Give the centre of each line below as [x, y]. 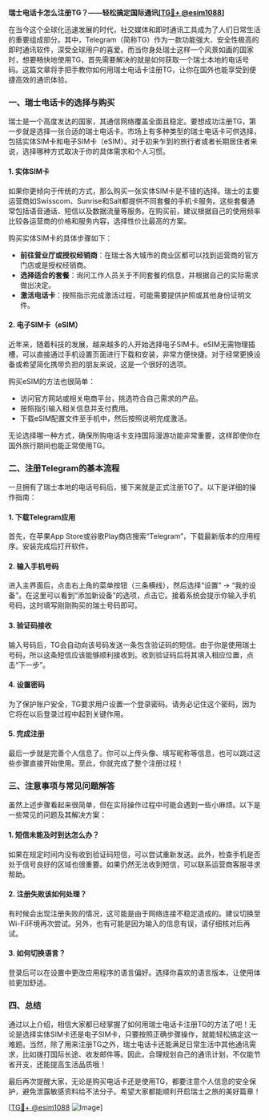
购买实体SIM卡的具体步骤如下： [60, 238]
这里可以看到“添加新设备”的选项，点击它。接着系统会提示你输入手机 [144, 596]
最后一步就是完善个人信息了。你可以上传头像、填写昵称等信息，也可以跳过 [131, 754]
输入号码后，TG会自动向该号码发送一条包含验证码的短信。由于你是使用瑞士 [132, 645]
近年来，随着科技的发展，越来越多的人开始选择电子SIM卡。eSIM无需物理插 [132, 344]
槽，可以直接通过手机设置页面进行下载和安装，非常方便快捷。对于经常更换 [131, 354]
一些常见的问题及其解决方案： [57, 815]
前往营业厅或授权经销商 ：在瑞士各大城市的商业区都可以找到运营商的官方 [139, 255]
